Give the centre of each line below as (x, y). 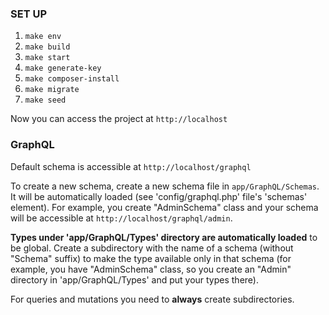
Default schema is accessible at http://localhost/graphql (131, 166)
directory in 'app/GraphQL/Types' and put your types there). (134, 279)
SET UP (29, 14)
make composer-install (72, 79)
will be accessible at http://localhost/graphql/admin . (121, 218)
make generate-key (63, 68)
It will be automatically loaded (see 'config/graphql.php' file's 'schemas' (159, 196)
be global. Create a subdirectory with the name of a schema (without (152, 248)
